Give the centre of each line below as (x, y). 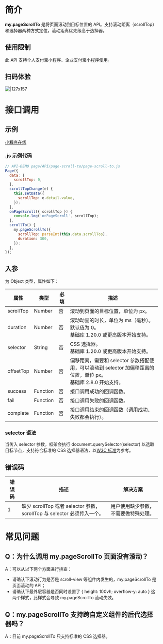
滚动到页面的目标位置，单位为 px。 (110, 311)
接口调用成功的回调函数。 (99, 391)
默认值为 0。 (84, 328)
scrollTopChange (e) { (31, 189)
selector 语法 (21, 433)
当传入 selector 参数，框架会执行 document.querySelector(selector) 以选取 (80, 444)
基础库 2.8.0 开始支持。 (97, 383)
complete (18, 413)
